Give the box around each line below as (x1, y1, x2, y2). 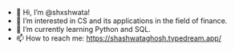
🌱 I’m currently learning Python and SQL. (15, 25, 151, 33)
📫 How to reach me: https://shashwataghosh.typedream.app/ (15, 33, 222, 43)
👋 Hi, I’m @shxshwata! (15, 8, 91, 17)
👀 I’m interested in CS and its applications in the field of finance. (15, 16, 228, 25)
